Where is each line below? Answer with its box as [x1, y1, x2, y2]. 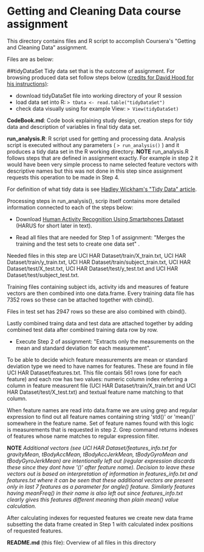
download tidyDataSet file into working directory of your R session [15, 92, 182, 99]
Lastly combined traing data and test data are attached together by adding [7, 319, 193, 326]
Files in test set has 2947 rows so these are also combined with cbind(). [7, 308, 187, 315]
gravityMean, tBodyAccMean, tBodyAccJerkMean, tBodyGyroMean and [7, 450, 188, 458]
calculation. [7, 502, 36, 509]
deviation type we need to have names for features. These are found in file [7, 362, 194, 370]
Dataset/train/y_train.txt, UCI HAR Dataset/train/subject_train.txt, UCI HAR [7, 258, 191, 266]
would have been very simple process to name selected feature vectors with [7, 160, 198, 168]
